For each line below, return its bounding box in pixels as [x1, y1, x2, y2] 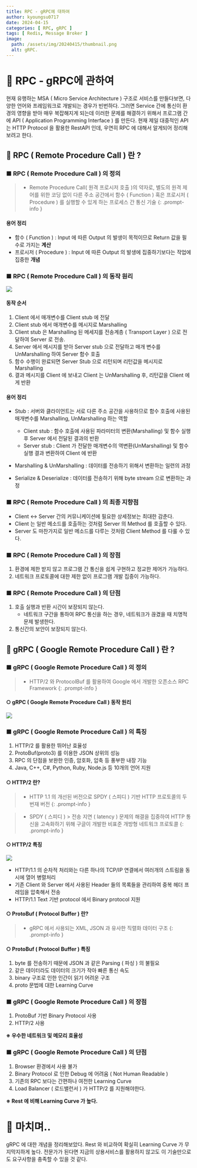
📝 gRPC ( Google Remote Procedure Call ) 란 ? [6, 644, 175, 654]
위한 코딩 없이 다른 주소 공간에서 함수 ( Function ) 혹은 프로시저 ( [40, 191, 189, 198]
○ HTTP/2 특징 [6, 841, 42, 848]
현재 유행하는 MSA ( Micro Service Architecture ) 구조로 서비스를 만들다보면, [6, 95, 185, 102]
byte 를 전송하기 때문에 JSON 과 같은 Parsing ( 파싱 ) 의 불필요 [14, 960, 160, 967]
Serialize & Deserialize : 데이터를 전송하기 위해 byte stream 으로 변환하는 [14, 474, 185, 482]
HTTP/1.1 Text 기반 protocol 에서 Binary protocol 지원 [14, 895, 141, 902]
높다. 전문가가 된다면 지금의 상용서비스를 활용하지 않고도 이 [31, 1148, 166, 1155]
